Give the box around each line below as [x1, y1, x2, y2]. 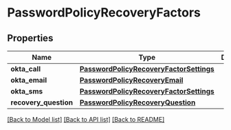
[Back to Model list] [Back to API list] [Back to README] [7, 116, 165, 123]
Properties [7, 32, 54, 44]
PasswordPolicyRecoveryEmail [79, 76, 184, 85]
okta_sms [10, 87, 43, 96]
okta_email [10, 76, 47, 85]
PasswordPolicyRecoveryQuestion [79, 98, 196, 107]
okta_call [10, 64, 41, 74]
